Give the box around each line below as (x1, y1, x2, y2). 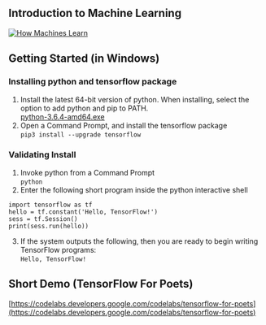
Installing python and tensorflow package (8, 76, 177, 88)
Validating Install (8, 149, 76, 161)
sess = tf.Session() (8, 214, 79, 223)
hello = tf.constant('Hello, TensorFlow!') (8, 207, 159, 216)
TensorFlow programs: (20, 245, 97, 254)
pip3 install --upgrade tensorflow (20, 130, 142, 139)
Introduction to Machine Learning (8, 6, 181, 20)
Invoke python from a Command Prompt (20, 167, 155, 177)
